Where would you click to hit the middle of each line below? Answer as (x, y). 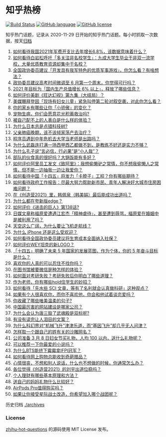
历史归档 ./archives (25, 405)
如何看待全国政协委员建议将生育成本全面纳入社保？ (65, 238)
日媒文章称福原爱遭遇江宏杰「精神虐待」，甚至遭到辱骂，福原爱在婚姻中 (86, 213)
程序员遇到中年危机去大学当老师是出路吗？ (56, 139)
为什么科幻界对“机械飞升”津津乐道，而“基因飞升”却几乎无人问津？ (80, 325)
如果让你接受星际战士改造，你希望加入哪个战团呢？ (65, 394)
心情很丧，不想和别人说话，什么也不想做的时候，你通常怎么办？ (78, 363)
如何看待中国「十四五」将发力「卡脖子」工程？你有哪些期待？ (76, 176)
